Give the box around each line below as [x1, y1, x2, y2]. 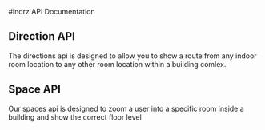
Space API [8, 83, 62, 97]
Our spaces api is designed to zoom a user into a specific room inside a [8, 104, 244, 113]
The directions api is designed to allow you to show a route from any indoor [8, 51, 258, 61]
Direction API [8, 30, 76, 43]
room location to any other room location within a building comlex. [8, 59, 227, 69]
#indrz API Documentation [8, 7, 95, 16]
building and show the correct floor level [8, 112, 142, 122]
